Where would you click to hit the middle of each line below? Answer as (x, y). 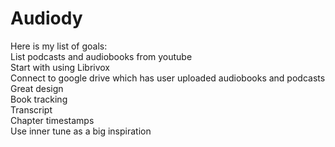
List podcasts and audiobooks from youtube (101, 56)
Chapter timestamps (52, 120)
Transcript (31, 109)
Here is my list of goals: (59, 46)
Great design (37, 88)
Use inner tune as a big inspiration (81, 131)
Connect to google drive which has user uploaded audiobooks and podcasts (168, 78)
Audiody (46, 18)
